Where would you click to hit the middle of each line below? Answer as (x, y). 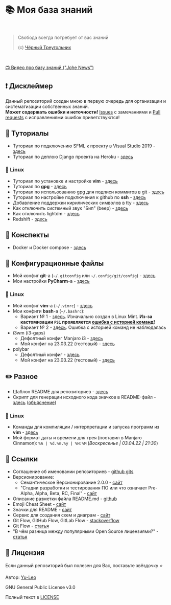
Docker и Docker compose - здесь (50, 247)
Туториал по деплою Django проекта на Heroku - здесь (73, 156)
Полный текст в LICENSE (32, 597)
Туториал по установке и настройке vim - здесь (65, 181)
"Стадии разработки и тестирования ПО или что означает (84, 488)
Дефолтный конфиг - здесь (50, 354)
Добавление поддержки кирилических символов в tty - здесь (81, 203)
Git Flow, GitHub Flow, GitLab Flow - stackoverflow (66, 520)
